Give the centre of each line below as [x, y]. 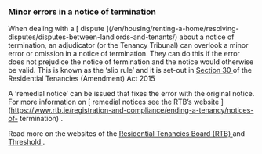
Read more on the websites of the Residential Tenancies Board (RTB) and [127, 134]
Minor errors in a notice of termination [82, 12]
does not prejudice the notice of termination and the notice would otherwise [131, 62]
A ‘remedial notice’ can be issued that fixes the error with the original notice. [131, 94]
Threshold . [27, 142]
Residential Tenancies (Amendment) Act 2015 [82, 79]
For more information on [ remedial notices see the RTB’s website [114, 102]
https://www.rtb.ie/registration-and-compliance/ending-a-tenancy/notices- [132, 110]
